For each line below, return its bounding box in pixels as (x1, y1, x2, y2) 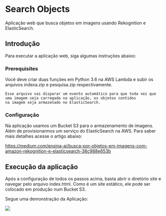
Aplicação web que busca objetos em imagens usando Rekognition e (5, 20, 146, 26)
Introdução (5, 40, 40, 48)
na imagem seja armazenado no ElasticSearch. (5, 100, 101, 105)
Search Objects (5, 3, 70, 15)
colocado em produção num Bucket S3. (5, 186, 86, 192)
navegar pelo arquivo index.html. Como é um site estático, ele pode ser (5, 181, 151, 187)
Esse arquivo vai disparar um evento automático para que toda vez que (5, 91, 156, 96)
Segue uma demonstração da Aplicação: (5, 196, 88, 202)
